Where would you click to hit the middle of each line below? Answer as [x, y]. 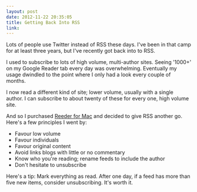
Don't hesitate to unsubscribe [51, 165]
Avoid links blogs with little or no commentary [70, 153]
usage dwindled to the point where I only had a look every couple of [89, 75]
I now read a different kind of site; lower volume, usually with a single [90, 92]
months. [16, 81]
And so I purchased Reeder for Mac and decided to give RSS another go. [94, 116]
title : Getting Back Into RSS [43, 22]
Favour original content [43, 146]
